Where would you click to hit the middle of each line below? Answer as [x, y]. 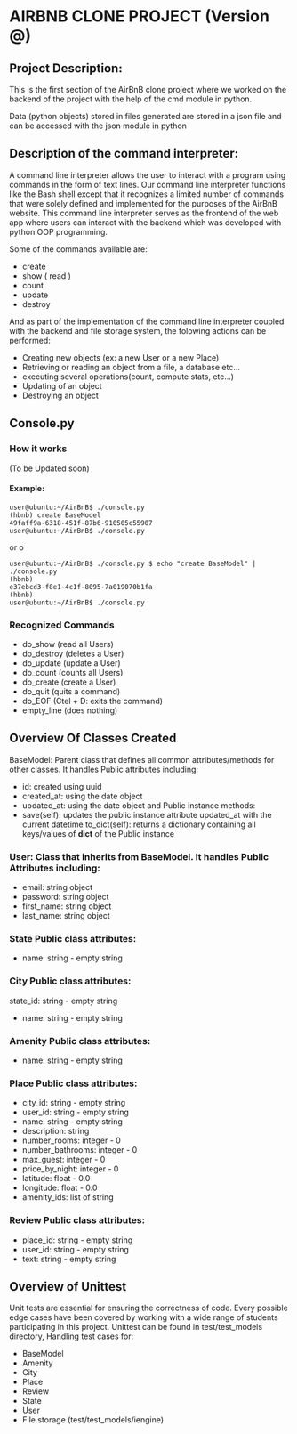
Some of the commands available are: [79, 249]
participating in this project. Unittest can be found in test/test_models [136, 1327]
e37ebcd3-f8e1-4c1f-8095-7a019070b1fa [81, 587]
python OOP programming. [59, 231]
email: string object [57, 887]
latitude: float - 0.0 [56, 1179]
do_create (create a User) [69, 682]
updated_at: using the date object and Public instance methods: [139, 805]
